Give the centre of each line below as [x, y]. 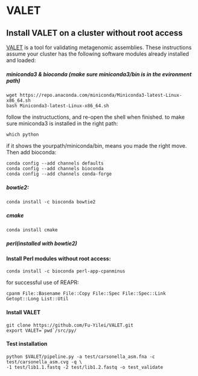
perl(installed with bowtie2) [42, 243]
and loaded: [21, 60]
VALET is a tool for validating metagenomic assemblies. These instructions [99, 47]
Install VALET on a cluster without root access [94, 33]
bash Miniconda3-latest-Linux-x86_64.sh [58, 106]
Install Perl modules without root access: [59, 259]
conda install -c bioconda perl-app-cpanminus [66, 271]
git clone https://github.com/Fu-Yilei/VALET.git [70, 325]
